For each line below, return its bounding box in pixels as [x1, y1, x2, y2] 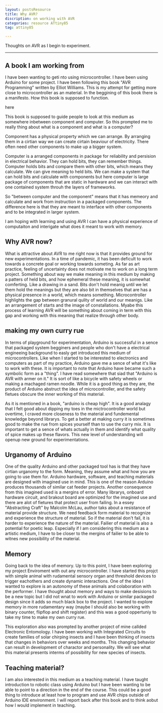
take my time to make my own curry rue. [5, 614, 86, 620]
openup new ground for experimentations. [5, 437, 90, 442]
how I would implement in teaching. [5, 702, 76, 708]
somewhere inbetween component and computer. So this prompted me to [5, 119, 153, 124]
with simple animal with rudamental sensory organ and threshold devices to [5, 573, 156, 579]
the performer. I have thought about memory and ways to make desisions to [5, 589, 157, 594]
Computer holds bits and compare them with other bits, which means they [5, 163, 153, 169]
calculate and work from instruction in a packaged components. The [5, 199, 142, 204]
